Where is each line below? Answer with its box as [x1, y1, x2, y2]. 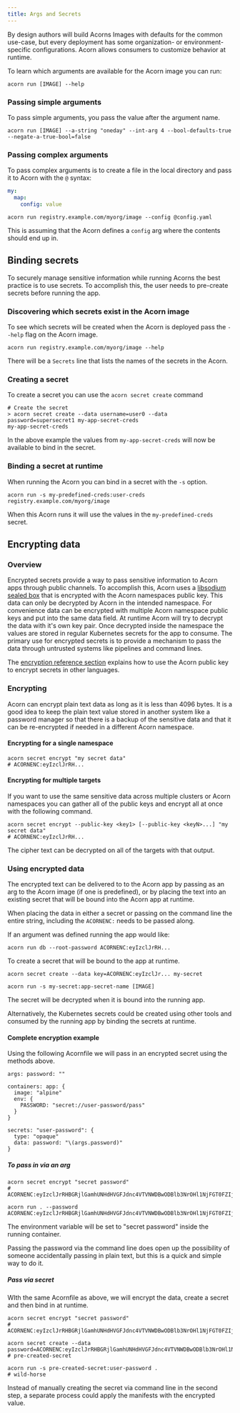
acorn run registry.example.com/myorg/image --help [7, 344, 164, 351]
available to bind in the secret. [7, 444, 96, 452]
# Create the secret [7, 404, 69, 411]
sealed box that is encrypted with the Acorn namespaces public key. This [7, 591, 224, 600]
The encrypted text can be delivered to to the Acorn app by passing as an [7, 880, 225, 889]
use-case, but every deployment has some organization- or [7, 37, 183, 46]
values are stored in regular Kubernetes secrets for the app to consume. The [7, 629, 233, 638]
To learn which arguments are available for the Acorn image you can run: [7, 66, 222, 75]
